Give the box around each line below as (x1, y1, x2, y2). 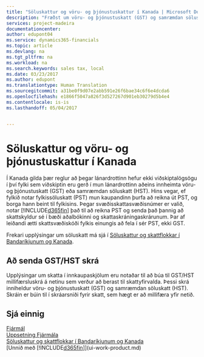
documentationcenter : (6, 25, 61, 32)
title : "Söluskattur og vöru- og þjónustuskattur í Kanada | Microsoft (6, 8, 191, 15)
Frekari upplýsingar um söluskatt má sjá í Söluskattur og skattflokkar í (6, 231, 180, 239)
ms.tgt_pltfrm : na (6, 54, 53, 60)
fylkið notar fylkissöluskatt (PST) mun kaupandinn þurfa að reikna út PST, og (6, 194, 197, 201)
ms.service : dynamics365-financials (6, 37, 99, 43)
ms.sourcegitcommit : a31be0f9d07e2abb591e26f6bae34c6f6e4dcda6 (6, 88, 170, 94)
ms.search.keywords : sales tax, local (6, 65, 104, 72)
